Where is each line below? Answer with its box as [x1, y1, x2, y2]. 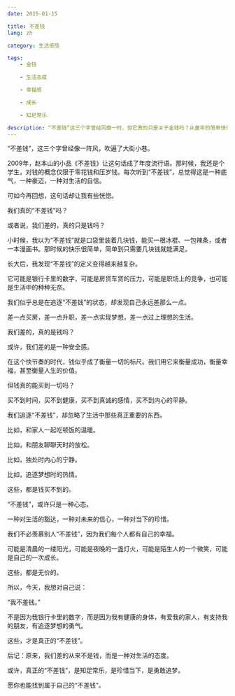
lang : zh [7, 29, 33, 36]
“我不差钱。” [7, 598, 41, 606]
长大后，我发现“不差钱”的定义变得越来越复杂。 [7, 260, 142, 268]
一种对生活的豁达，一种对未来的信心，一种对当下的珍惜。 [7, 515, 173, 523]
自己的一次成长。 [13, 553, 63, 562]
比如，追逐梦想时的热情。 [7, 470, 81, 479]
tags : [7, 55, 23, 62]
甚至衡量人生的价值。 [19, 367, 81, 375]
